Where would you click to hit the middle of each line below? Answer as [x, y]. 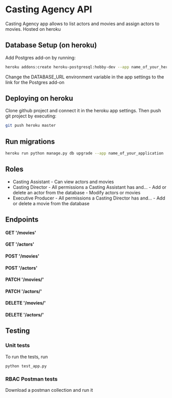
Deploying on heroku [39, 98]
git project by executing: [31, 116]
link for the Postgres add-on [35, 82]
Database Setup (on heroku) [51, 45]
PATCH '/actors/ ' [24, 291]
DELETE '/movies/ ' [26, 303]
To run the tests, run [27, 356]
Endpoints [22, 220]
